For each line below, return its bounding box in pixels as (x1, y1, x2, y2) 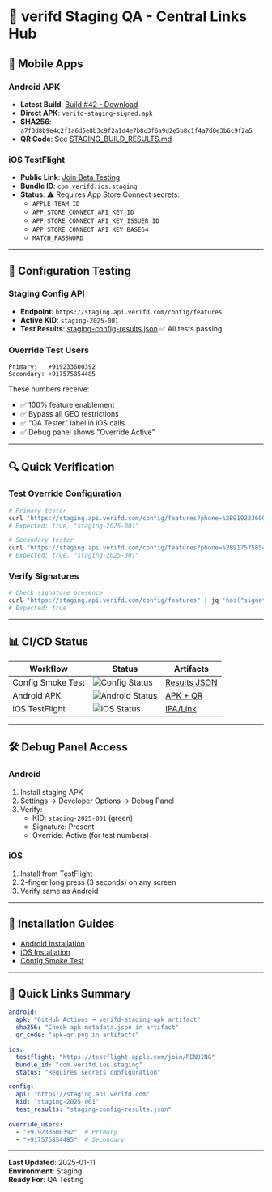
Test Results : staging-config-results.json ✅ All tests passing (19, 323, 223, 333)
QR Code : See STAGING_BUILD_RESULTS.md (19, 134, 172, 143)
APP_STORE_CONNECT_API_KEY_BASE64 (32, 226, 149, 234)
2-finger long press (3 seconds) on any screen (19, 877, 176, 887)
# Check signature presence (8, 589, 104, 597)
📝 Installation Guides (8, 917, 115, 931)
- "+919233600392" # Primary (15, 1128, 117, 1136)
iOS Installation (19, 947, 71, 957)
